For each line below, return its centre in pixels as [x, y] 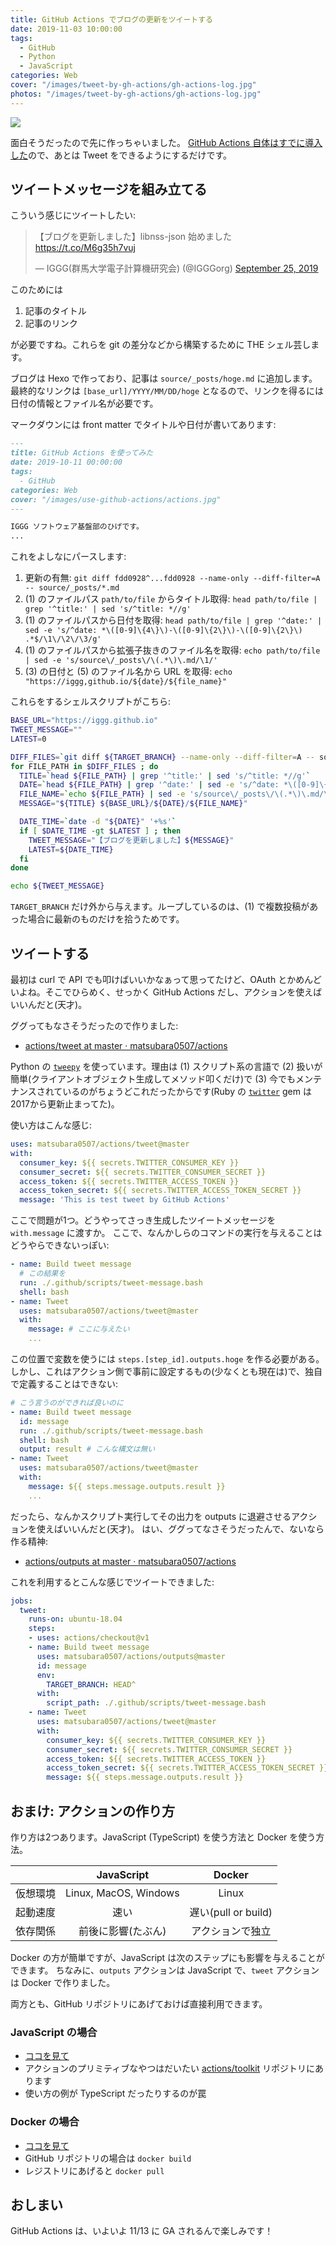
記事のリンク [51, 323]
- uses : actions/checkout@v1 [89, 1638]
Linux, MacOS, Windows [122, 1893]
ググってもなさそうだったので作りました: [94, 1025]
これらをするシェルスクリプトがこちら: [91, 702]
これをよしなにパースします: [68, 557]
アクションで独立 [231, 1931]
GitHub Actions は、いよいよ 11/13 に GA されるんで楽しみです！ [142, 2231]
